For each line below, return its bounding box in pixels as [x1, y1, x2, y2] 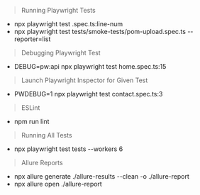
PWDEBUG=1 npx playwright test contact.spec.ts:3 [13, 90, 163, 98]
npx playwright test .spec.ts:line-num [13, 20, 123, 28]
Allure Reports [21, 159, 63, 167]
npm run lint [13, 117, 50, 126]
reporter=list [13, 35, 51, 43]
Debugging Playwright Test [21, 49, 101, 57]
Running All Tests [21, 131, 72, 139]
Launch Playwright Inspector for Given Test [21, 76, 148, 84]
